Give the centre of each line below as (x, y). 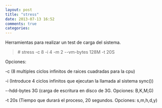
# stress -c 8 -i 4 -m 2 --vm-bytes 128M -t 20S (66, 52)
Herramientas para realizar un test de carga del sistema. (63, 42)
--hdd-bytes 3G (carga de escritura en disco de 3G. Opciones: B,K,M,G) (79, 91)
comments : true (21, 24)
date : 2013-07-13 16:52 (30, 19)
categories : (17, 28)
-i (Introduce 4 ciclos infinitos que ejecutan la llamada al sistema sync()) (79, 81)
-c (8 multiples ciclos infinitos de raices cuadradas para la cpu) (70, 71)
